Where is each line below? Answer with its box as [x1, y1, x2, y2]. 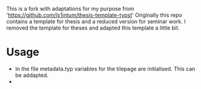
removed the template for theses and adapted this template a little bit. [6, 24, 180, 31]
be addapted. [15, 72, 49, 79]
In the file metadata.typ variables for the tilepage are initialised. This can [15, 65, 196, 72]
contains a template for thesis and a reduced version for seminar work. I [6, 18, 186, 25]
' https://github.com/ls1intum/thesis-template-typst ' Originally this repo [6, 11, 183, 19]
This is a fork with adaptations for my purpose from [6, 5, 134, 12]
